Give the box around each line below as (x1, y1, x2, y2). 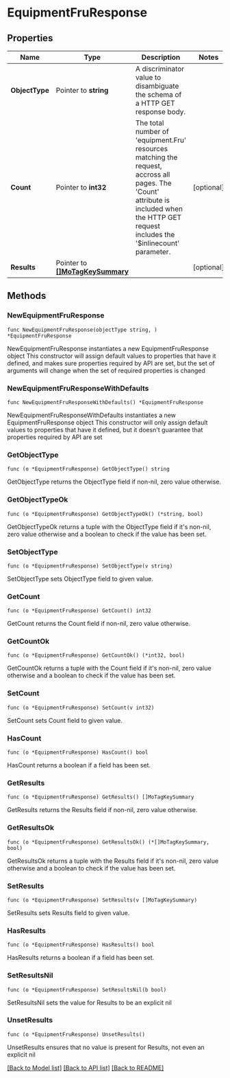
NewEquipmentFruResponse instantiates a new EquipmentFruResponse (7, 344, 209, 352)
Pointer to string (55, 86, 109, 95)
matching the (135, 153, 178, 162)
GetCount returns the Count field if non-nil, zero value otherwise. (7, 620, 190, 628)
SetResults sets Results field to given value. (7, 908, 130, 917)
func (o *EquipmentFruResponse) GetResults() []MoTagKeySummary (7, 794, 194, 801)
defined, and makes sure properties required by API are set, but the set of (7, 359, 216, 367)
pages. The (135, 179, 172, 188)
